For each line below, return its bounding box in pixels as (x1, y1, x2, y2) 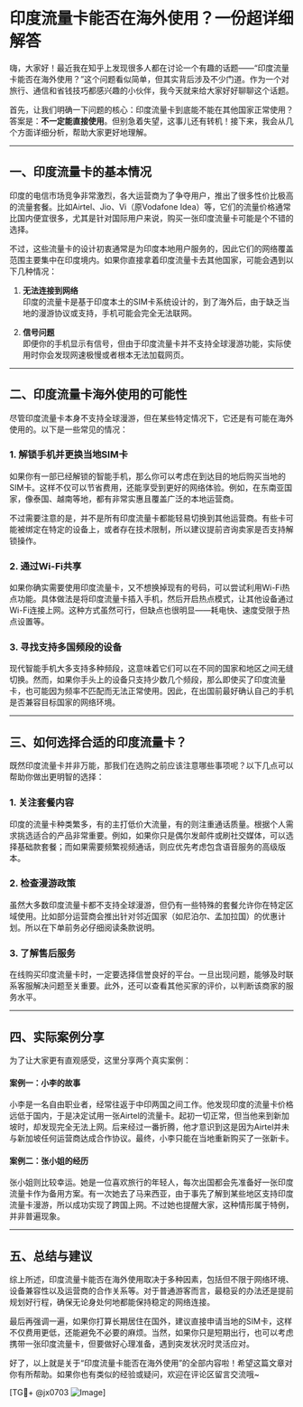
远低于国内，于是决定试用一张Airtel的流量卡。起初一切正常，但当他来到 (9, 1111, 274, 1121)
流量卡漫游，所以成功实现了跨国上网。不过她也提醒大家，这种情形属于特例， (9, 1199, 294, 1211)
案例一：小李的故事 (9, 1077, 81, 1088)
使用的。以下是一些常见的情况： (9, 424, 128, 435)
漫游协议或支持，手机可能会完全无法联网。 (38, 307, 197, 318)
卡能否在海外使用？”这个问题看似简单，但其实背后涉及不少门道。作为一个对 (9, 73, 290, 84)
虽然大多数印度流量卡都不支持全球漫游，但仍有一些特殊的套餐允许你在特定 (9, 899, 286, 910)
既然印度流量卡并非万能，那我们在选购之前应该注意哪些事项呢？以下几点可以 (9, 760, 294, 771)
